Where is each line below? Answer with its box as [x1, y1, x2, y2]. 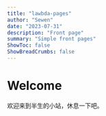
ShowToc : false [7, 42, 51, 49]
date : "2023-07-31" [7, 23, 63, 30]
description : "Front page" [7, 29, 84, 36]
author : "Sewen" [7, 16, 53, 23]
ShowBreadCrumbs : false [7, 49, 75, 56]
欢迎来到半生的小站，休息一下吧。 [7, 101, 103, 110]
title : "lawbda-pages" [7, 10, 72, 17]
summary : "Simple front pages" [7, 36, 96, 43]
